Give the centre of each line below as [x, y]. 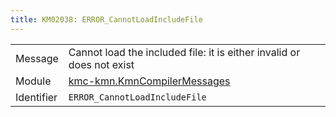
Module [33, 81]
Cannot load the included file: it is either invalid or [184, 52]
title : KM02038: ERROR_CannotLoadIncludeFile [106, 19]
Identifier [36, 97]
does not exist [101, 64]
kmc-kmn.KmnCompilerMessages [149, 81]
